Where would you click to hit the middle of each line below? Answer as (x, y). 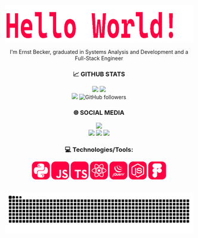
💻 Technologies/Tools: (99, 149)
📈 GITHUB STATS (99, 74)
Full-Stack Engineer (99, 58)
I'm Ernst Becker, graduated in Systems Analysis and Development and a (99, 52)
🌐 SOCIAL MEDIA (99, 113)
